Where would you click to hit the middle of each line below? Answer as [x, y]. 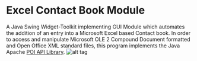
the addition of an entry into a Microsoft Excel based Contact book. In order [99, 33]
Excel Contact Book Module [76, 10]
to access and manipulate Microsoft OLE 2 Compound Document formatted [98, 39]
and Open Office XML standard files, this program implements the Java [93, 46]
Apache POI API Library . [36, 52]
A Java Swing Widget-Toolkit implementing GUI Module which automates [96, 27]
